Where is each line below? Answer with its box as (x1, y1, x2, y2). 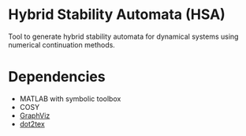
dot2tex (19, 119, 45, 128)
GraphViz (19, 111, 50, 120)
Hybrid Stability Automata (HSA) (8, 6, 226, 24)
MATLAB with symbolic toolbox (19, 93, 121, 104)
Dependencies (8, 68, 106, 86)
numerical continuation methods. (8, 40, 116, 49)
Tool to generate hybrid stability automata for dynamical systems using (8, 32, 239, 41)
